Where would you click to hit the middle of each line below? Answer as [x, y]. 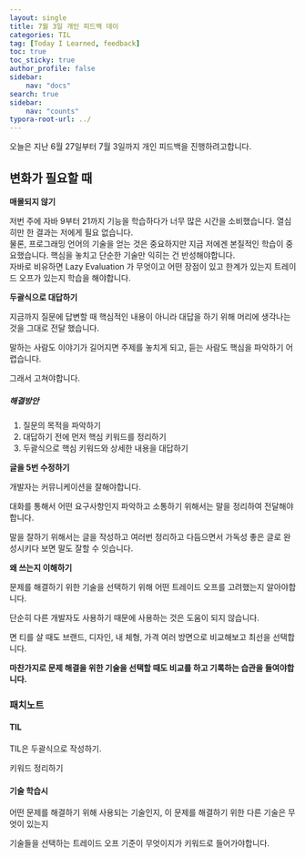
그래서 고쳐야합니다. [45, 378]
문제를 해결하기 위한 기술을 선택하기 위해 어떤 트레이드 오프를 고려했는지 [137, 587]
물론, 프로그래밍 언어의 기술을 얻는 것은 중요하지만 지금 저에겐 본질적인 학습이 [147, 243]
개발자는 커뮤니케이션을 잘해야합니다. [75, 486]
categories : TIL [40, 35]
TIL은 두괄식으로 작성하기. [56, 749]
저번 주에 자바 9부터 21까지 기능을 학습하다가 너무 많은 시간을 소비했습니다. [142, 220]
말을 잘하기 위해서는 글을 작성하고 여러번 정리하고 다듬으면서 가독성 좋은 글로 [146, 536]
